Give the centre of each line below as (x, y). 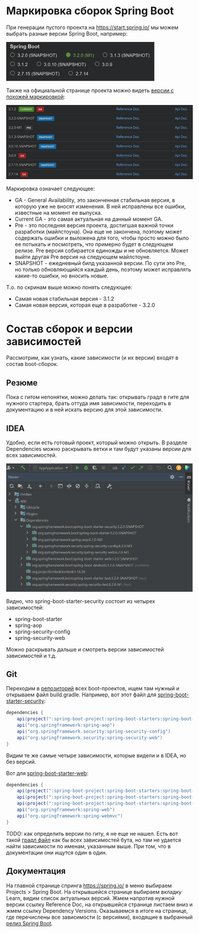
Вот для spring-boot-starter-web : (47, 773)
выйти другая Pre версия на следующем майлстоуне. (83, 257)
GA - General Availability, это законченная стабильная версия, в (95, 200)
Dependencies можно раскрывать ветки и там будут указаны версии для (99, 449)
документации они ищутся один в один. (57, 852)
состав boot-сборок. (32, 364)
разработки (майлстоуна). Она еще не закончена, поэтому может (98, 231)
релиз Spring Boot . (30, 923)
